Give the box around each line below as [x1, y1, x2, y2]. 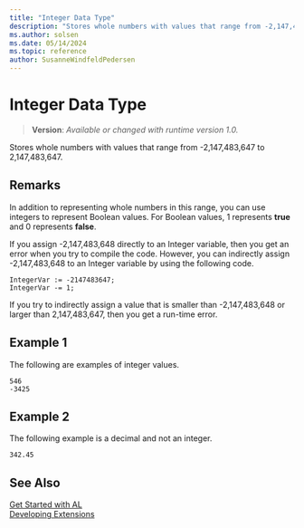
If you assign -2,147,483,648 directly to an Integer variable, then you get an [9, 238, 290, 249]
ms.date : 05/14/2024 [9, 38, 88, 48]
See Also [9, 475, 61, 490]
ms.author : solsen [9, 30, 79, 39]
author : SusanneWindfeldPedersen [9, 55, 136, 64]
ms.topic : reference [9, 47, 88, 56]
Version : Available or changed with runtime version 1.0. [31, 124, 239, 135]
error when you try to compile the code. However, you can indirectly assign [9, 248, 290, 259]
